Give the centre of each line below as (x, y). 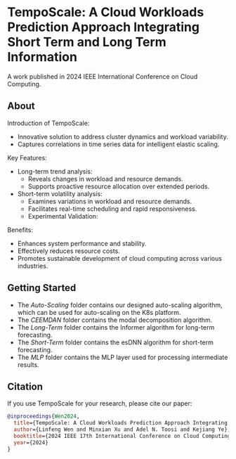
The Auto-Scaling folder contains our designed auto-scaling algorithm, (120, 305)
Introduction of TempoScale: (48, 123)
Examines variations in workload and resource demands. (110, 201)
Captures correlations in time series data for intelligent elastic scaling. (118, 144)
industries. (33, 266)
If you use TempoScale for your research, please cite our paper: (100, 403)
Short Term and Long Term (87, 42)
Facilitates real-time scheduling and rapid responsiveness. (112, 209)
